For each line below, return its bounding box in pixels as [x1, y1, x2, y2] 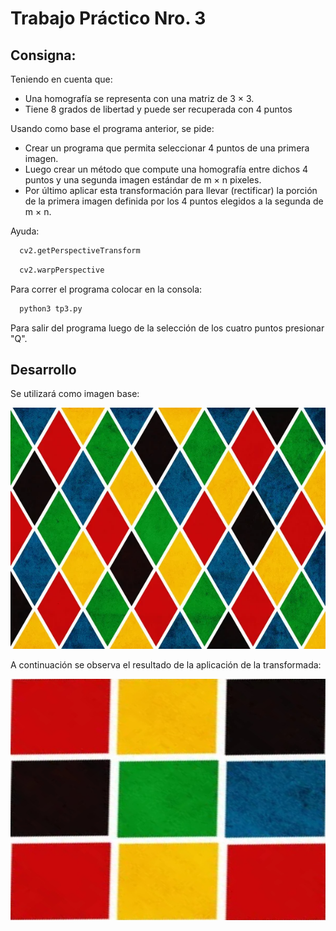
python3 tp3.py [19, 303, 83, 314]
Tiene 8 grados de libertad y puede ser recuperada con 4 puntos [24, 103, 293, 115]
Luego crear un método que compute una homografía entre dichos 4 [24, 163, 309, 175]
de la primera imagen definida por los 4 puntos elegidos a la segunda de [24, 195, 324, 207]
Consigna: [10, 47, 77, 64]
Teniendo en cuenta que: [10, 73, 113, 85]
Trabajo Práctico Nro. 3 [10, 7, 207, 30]
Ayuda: [10, 225, 40, 237]
